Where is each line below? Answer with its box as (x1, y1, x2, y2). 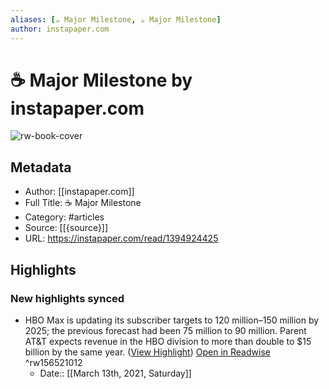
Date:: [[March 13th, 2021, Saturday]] (39, 367, 192, 379)
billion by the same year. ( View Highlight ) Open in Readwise (24, 346, 271, 358)
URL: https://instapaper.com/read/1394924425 (24, 232, 219, 245)
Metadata (10, 159, 72, 176)
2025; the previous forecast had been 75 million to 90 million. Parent (24, 324, 307, 336)
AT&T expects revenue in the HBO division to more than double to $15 (24, 335, 312, 347)
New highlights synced (10, 291, 125, 305)
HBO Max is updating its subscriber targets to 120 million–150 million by (24, 314, 320, 326)
